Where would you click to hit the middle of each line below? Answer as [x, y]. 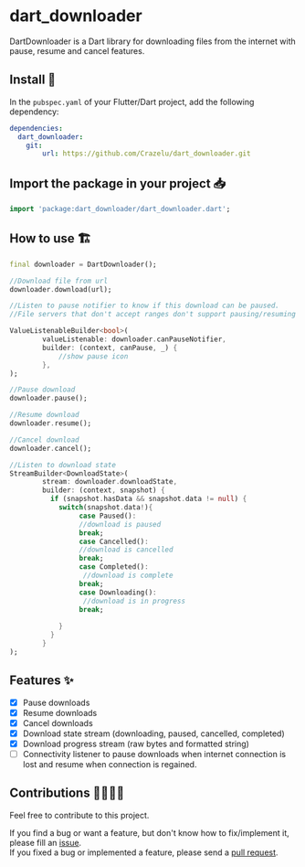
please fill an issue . [46, 842]
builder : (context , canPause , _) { [110, 348]
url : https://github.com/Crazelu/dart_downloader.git [147, 154]
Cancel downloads [58, 722]
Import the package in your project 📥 [118, 183]
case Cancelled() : [114, 541]
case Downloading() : [118, 592]
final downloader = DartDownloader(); [83, 264]
